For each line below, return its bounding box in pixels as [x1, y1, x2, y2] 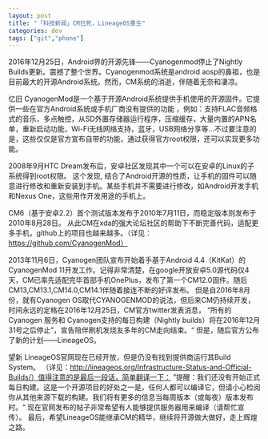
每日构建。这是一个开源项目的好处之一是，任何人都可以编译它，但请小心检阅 [8, 382, 261, 393]
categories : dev [8, 26, 62, 34]
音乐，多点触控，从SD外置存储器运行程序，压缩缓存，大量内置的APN [22, 114, 250, 124]
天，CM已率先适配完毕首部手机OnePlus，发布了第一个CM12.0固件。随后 [8, 276, 248, 285]
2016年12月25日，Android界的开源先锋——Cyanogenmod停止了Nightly [8, 57, 243, 66]
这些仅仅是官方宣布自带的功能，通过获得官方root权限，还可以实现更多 [22, 134, 254, 144]
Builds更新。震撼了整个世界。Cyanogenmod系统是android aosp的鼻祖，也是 [8, 67, 261, 77]
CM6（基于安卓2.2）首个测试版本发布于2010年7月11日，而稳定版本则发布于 [8, 208, 257, 218]
